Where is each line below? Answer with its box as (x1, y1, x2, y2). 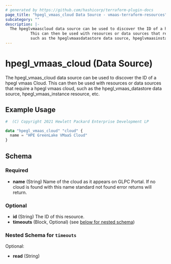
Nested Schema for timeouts (5, 232, 77, 239)
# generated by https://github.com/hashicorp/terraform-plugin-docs (5, 7, 154, 13)
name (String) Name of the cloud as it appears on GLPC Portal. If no (12, 179, 156, 185)
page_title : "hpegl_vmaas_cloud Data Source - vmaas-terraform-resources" (5, 12, 167, 17)
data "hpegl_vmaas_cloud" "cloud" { (5, 128, 83, 133)
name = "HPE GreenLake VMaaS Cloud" (10, 133, 88, 138)
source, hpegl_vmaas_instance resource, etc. (5, 91, 100, 97)
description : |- (5, 21, 40, 27)
